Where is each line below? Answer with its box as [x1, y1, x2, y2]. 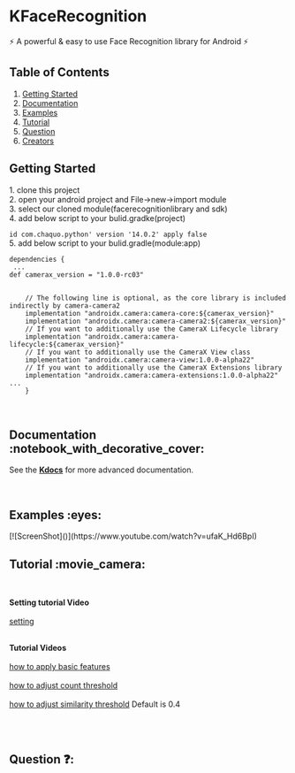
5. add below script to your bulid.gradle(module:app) [9, 237, 201, 249]
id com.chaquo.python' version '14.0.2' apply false [9, 230, 208, 239]
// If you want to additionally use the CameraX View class [25, 348, 251, 356]
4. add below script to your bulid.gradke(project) [9, 212, 186, 223]
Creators [21, 135, 55, 146]
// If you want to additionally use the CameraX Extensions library [25, 363, 283, 372]
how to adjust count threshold [9, 680, 118, 691]
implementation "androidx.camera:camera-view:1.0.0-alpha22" [25, 356, 254, 364]
